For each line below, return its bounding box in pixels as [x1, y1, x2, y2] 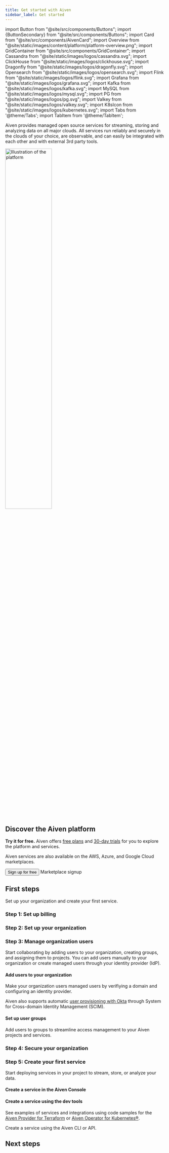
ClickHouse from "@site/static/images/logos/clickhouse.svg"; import [5, 58, 149, 64]
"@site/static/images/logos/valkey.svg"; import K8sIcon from [5, 101, 133, 107]
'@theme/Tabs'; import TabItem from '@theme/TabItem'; [5, 112, 123, 118]
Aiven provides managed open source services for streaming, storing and [5, 122, 159, 128]
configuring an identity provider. [5, 988, 72, 994]
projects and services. [5, 1032, 52, 1038]
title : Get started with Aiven [5, 7, 71, 13]
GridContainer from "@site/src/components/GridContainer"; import [5, 48, 145, 54]
